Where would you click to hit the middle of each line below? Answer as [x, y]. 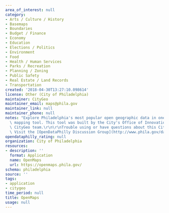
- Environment [20, 52]
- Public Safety [22, 76]
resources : [17, 146]
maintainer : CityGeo [27, 99]
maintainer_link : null [29, 109]
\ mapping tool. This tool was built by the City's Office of [76, 122]
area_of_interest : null [30, 10]
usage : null [18, 202]
